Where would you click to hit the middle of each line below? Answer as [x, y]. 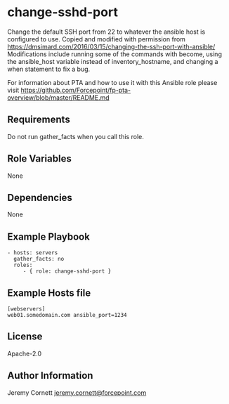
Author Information [50, 376]
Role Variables [39, 159]
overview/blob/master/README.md [59, 97]
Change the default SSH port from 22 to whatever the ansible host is [106, 32]
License [25, 337]
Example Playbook [48, 236]
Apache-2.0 [25, 353]
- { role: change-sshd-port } [67, 271]
